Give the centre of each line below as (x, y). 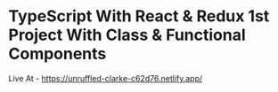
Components (57, 54)
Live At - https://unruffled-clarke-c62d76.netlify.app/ (106, 78)
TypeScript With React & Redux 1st (139, 16)
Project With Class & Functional (127, 35)
